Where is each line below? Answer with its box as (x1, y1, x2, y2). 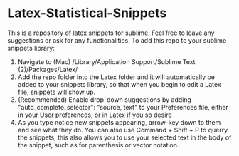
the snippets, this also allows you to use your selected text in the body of (17, 133, 232, 142)
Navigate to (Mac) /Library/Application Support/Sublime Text (17, 57, 196, 66)
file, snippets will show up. (17, 88, 96, 96)
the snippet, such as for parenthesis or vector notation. (17, 140, 179, 149)
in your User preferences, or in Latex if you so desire (17, 110, 172, 119)
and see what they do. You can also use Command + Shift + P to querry (17, 125, 228, 134)
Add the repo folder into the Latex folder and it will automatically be (17, 73, 216, 81)
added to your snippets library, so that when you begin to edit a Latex (17, 80, 222, 88)
